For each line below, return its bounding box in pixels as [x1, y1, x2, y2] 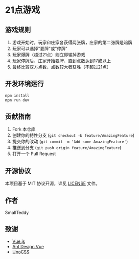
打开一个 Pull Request [12, 151, 56, 157]
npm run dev [5, 98, 29, 103]
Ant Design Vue [12, 243, 44, 249]
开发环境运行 [5, 79, 44, 88]
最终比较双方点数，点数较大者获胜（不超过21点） [12, 64, 112, 70]
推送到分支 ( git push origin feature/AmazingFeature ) [12, 145, 121, 151]
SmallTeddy [5, 209, 29, 215]
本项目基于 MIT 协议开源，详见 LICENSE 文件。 [5, 181, 100, 186]
